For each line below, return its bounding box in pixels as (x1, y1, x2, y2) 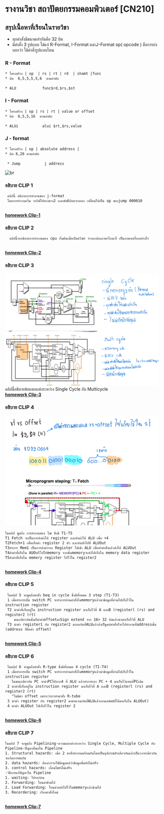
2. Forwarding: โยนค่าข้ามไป (5, 780, 56, 785)
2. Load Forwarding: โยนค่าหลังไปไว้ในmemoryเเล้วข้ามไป (5, 785, 101, 790)
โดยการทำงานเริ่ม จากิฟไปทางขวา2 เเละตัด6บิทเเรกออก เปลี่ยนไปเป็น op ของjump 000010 (7, 199, 143, 204)
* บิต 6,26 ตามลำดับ (5, 151, 40, 156)
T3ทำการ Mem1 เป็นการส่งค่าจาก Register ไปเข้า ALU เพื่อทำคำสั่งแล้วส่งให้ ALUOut (5, 545, 137, 550)
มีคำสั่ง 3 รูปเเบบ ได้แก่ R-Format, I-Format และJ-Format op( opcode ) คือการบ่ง (12, 42, 158, 47)
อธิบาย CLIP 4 (5, 404, 34, 411)
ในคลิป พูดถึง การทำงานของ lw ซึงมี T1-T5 (5, 531, 73, 536)
